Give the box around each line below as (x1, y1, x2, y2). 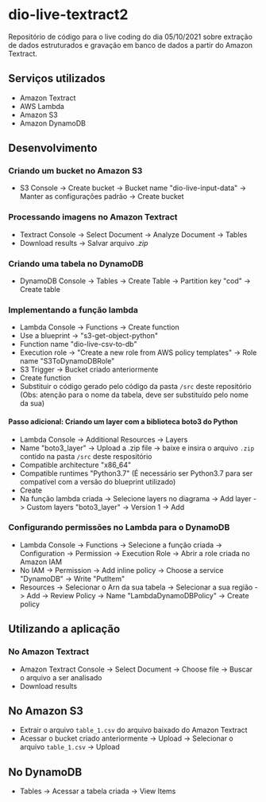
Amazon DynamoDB (19, 118, 86, 128)
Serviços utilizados (8, 72, 106, 85)
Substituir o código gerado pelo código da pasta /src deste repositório (19, 382, 252, 391)
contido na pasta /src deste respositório (19, 451, 152, 461)
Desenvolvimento (8, 142, 98, 155)
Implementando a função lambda (8, 304, 139, 315)
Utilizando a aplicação (8, 622, 121, 636)
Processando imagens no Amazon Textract (8, 212, 178, 223)
